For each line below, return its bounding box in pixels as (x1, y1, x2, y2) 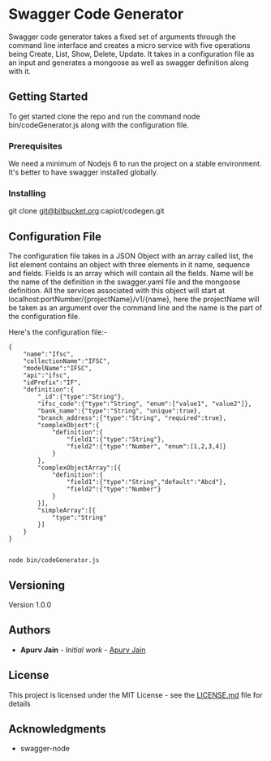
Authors (8, 623, 51, 638)
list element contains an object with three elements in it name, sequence (8, 260, 250, 270)
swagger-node (19, 744, 71, 754)
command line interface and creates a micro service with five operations (8, 40, 251, 50)
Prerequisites (8, 140, 62, 151)
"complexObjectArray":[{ (37, 464, 122, 472)
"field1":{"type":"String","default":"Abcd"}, (66, 478, 227, 486)
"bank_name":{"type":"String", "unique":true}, (37, 407, 201, 415)
